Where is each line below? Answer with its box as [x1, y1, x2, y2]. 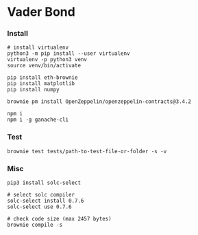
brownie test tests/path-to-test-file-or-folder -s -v [7, 148, 167, 155]
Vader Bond [7, 4, 75, 20]
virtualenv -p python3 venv [7, 56, 88, 63]
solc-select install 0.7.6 [7, 197, 84, 205]
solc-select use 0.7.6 [7, 203, 72, 210]
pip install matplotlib [7, 80, 75, 87]
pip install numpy [7, 87, 60, 93]
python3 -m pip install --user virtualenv [7, 50, 130, 57]
